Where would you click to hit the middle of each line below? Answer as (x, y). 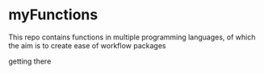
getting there (30, 61)
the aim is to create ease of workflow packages (87, 45)
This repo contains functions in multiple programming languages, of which (132, 37)
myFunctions (53, 15)
